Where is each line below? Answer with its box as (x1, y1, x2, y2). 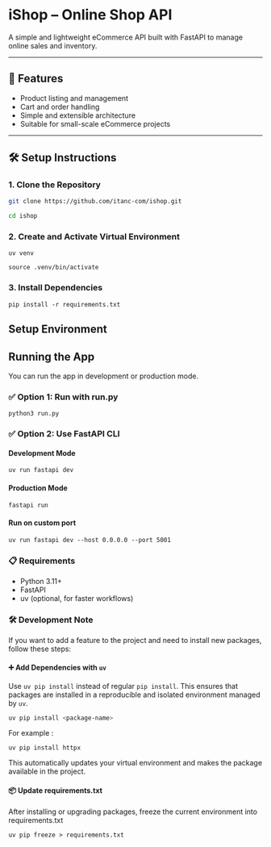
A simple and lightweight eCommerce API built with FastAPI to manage (8, 32, 244, 42)
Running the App (8, 349, 95, 364)
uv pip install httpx (8, 744, 81, 752)
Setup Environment (8, 323, 107, 336)
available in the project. (8, 766, 86, 776)
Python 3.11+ (19, 577, 63, 586)
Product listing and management (19, 93, 129, 102)
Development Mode (8, 448, 76, 457)
